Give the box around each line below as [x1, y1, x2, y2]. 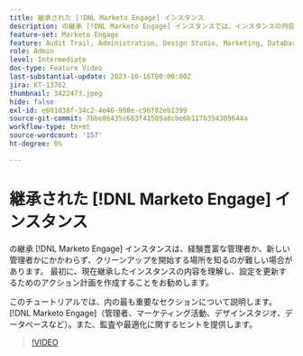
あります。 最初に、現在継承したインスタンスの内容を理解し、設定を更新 [9, 266, 280, 276]
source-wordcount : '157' [9, 131, 103, 140]
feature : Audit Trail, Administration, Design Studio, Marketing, [9, 38, 264, 48]
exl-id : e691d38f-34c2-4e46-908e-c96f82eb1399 [9, 106, 188, 115]
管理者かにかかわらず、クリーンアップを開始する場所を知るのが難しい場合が [9, 254, 293, 265]
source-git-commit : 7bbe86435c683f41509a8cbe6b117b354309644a [9, 114, 248, 123]
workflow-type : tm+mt [9, 123, 91, 132]
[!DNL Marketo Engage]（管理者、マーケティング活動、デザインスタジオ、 [9, 307, 286, 318]
